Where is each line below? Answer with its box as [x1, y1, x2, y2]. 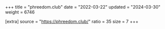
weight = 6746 [5, 9, 35, 15]
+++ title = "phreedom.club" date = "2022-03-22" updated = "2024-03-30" [5, 4, 161, 10]
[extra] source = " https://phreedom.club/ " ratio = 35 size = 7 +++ [5, 19, 139, 24]
